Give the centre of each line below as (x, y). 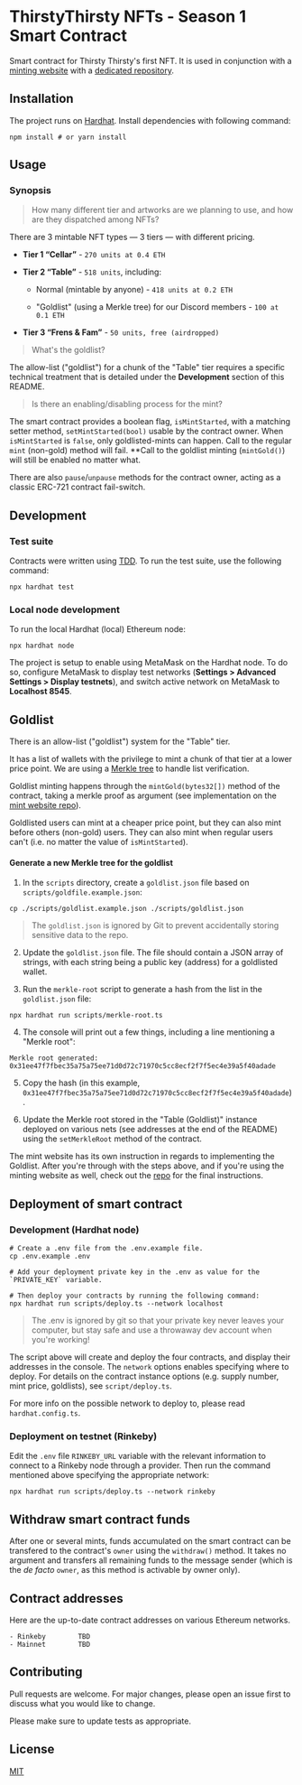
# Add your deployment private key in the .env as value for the (134, 1272)
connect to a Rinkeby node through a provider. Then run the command (140, 1465)
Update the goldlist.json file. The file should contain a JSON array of (153, 953)
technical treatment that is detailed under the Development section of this (147, 377)
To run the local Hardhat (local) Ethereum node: (98, 629)
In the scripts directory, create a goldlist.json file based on (136, 883)
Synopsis (30, 191)
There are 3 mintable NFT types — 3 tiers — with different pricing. (132, 237)
